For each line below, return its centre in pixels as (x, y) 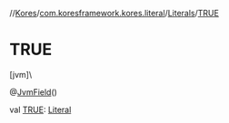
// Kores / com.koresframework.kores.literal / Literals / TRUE (114, 13)
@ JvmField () (33, 92)
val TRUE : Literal (40, 109)
